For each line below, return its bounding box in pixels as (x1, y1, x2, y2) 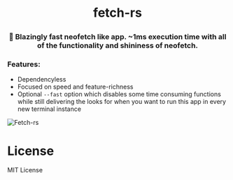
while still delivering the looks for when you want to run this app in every (17, 98, 226, 106)
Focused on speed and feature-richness (17, 82, 134, 91)
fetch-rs (93, 5, 142, 21)
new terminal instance (17, 105, 82, 113)
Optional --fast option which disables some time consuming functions (17, 90, 222, 98)
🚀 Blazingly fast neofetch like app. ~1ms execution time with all (8, 32, 227, 42)
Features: (7, 59, 41, 69)
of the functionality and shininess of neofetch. (37, 40, 198, 50)
